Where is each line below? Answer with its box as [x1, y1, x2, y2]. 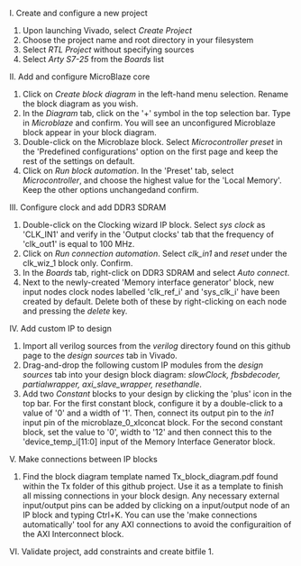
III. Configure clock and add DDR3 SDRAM [9, 202, 167, 213]
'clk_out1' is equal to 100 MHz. [22, 239, 135, 249]
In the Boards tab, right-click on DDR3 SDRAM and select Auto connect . [22, 268, 290, 278]
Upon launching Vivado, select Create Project [22, 25, 192, 35]
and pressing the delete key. [22, 306, 128, 316]
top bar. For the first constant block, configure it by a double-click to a [22, 398, 284, 408]
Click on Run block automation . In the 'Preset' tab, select [22, 166, 234, 176]
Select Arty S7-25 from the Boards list [22, 54, 165, 64]
